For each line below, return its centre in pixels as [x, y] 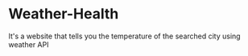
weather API [29, 44]
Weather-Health [64, 14]
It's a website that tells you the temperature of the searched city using [124, 36]
